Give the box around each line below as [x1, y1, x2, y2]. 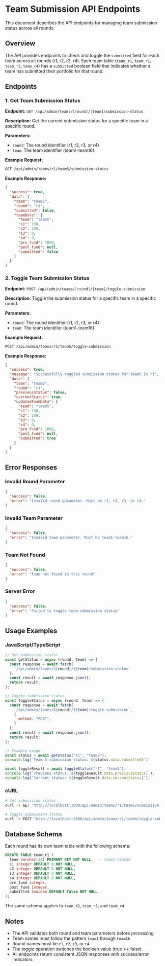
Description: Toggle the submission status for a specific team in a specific [5, 295, 156, 301]
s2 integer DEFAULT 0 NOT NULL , [9, 866, 76, 871]
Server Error [5, 588, 35, 595]
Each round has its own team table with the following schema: [5, 843, 131, 849]
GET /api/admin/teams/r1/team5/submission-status [5, 167, 109, 172]
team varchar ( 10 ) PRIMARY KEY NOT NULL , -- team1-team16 [9, 857, 131, 862]
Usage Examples [5, 626, 57, 635]
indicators [12, 957, 33, 963]
